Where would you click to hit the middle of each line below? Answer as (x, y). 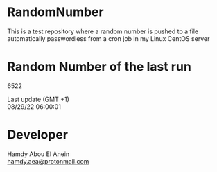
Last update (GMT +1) (38, 99)
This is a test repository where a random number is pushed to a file (103, 31)
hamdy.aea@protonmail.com (48, 161)
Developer (37, 135)
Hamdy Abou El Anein (38, 154)
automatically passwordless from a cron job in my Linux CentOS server (108, 38)
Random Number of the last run (99, 67)
